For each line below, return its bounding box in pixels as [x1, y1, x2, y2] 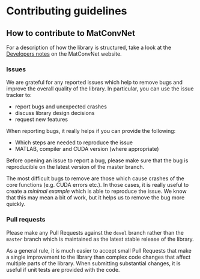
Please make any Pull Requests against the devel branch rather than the [6, 229, 184, 236]
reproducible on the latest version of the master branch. [6, 163, 145, 171]
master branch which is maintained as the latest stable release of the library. [6, 235, 194, 242]
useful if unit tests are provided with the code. [6, 266, 120, 273]
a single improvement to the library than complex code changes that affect [6, 253, 191, 260]
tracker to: [6, 92, 32, 99]
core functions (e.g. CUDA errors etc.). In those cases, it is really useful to [6, 181, 189, 189]
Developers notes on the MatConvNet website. [6, 50, 122, 57]
